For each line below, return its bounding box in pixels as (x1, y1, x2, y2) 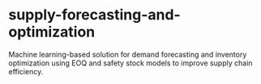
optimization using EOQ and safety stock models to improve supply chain (8, 58, 253, 68)
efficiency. (8, 66, 44, 76)
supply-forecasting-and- (8, 6, 181, 24)
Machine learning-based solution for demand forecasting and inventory (8, 49, 247, 59)
